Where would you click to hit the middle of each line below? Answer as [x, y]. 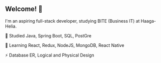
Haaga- [148, 21]
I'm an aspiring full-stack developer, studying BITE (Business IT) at [72, 21]
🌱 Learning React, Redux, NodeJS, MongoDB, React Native [65, 45]
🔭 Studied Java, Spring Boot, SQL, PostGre [48, 35]
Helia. [11, 26]
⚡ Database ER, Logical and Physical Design [50, 55]
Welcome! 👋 [24, 9]
